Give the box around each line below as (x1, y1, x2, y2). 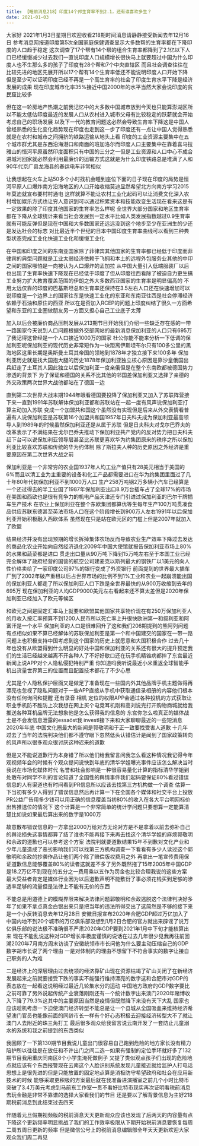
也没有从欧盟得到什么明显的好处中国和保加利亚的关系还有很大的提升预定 (11, 644, 188, 651)
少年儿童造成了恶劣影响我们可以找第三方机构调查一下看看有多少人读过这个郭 (6, 846, 193, 853)
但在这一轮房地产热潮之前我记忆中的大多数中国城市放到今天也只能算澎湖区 (6, 103, 188, 110)
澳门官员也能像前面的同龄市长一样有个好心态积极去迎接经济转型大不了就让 (11, 1012, 193, 1019)
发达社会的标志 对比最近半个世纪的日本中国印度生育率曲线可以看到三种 (11, 227, 184, 235)
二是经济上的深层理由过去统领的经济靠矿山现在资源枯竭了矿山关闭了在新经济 (6, 967, 193, 974)
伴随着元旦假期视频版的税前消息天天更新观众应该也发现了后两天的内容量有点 (6, 1111, 193, 1118)
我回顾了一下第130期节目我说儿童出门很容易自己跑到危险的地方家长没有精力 (6, 1039, 191, 1046)
